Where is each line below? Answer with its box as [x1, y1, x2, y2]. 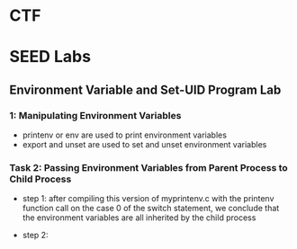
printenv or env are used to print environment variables [22, 129, 228, 140]
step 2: [22, 230, 49, 241]
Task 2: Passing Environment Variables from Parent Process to [9, 161, 288, 173]
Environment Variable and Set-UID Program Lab [9, 82, 282, 97]
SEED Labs [9, 47, 92, 67]
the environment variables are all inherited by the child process [22, 212, 256, 223]
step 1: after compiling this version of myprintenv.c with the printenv [22, 193, 274, 204]
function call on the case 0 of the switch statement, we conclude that [22, 203, 280, 214]
